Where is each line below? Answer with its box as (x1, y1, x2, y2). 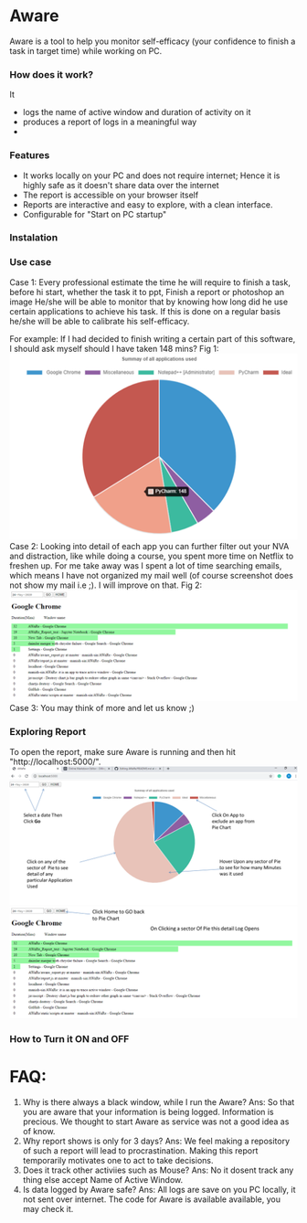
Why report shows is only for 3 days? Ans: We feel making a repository (22, 1135, 291, 1147)
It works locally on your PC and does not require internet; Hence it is (22, 170, 281, 181)
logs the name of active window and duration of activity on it (22, 107, 251, 118)
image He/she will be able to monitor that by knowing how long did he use (9, 296, 289, 307)
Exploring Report (9, 726, 87, 739)
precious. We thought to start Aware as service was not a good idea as (22, 1116, 290, 1127)
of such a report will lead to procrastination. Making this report (22, 1145, 259, 1156)
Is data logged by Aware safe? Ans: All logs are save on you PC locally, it (22, 1185, 296, 1196)
